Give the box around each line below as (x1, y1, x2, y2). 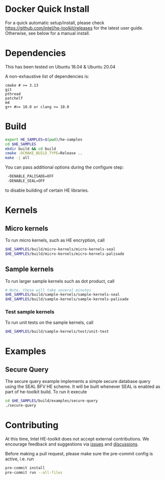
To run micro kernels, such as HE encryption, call (5, 237, 105, 243)
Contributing (5, 420, 59, 431)
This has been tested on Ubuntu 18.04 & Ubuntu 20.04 (5, 64, 116, 69)
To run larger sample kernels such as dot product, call (5, 278, 115, 284)
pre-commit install (5, 465, 45, 470)
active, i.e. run (5, 456, 34, 462)
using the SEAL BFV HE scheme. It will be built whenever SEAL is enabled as (5, 383, 161, 390)
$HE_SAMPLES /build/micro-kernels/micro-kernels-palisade (5, 251, 125, 256)
